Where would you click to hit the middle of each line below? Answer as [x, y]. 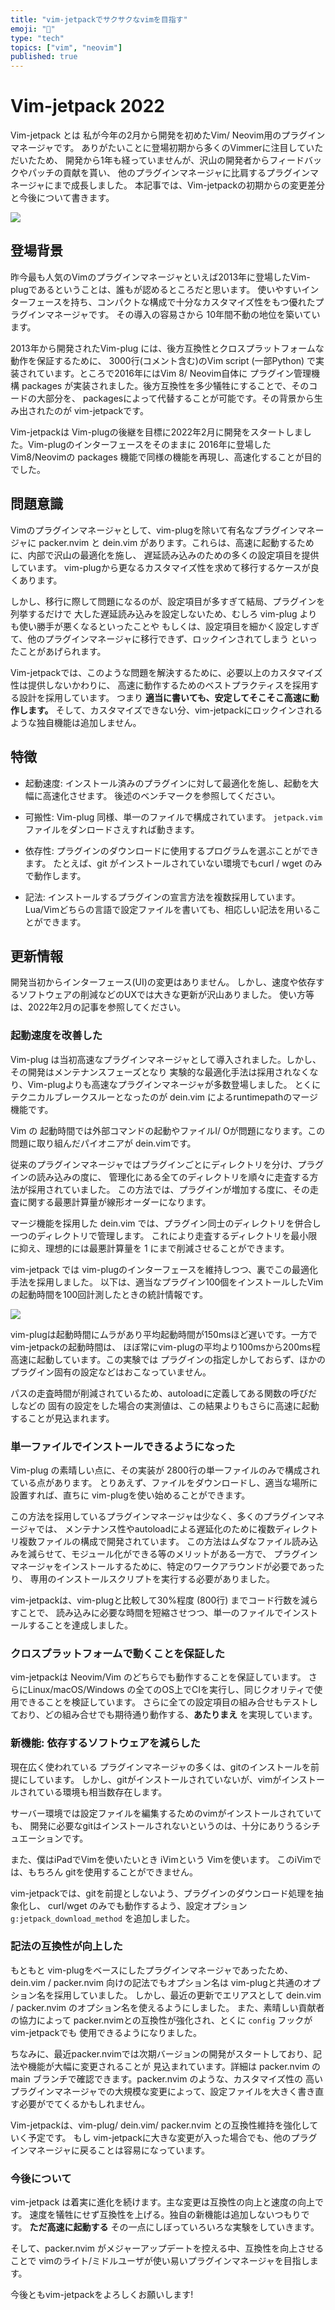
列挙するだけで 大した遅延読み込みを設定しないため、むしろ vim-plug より [164, 613]
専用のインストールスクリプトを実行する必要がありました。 [152, 1578]
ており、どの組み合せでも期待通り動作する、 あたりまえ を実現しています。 [164, 1715]
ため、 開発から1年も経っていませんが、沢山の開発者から [153, 160]
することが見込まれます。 [62, 1418]
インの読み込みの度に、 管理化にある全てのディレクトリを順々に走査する [160, 1177]
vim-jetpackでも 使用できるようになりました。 [106, 2032]
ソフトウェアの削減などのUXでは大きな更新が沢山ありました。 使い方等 [166, 995]
